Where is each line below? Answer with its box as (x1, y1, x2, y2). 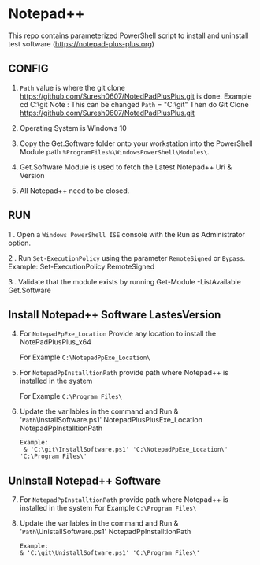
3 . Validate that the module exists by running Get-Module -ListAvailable (8, 277, 242, 286)
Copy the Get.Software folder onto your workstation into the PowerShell (19, 139, 253, 148)
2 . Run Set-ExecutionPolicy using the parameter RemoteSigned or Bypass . (8, 253, 246, 262)
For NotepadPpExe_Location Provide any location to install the (19, 329, 217, 339)
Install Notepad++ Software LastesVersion (8, 308, 221, 322)
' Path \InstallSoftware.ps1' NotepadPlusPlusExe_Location (19, 415, 203, 425)
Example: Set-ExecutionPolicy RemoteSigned (8, 262, 155, 271)
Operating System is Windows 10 (19, 123, 128, 132)
